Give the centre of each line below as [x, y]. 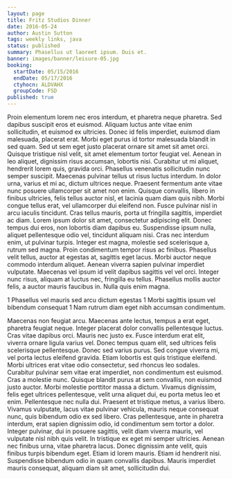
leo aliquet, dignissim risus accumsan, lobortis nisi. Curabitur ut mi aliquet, [113, 161]
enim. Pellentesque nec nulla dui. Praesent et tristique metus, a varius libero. [116, 402]
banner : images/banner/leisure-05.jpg [63, 59]
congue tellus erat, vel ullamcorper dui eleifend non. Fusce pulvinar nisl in [112, 206]
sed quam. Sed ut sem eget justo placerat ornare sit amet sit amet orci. [108, 147]
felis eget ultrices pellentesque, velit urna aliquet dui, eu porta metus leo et [114, 394]
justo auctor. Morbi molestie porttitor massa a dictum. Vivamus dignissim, [112, 387]
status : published [34, 46]
